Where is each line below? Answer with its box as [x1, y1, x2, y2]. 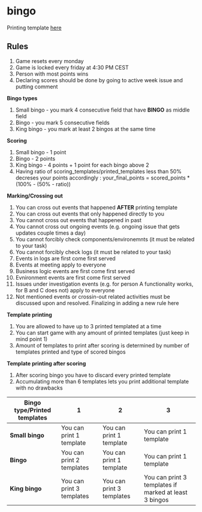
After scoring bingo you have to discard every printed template [15, 371, 171, 379]
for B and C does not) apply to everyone [15, 286, 115, 294]
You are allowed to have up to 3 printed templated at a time [15, 322, 162, 330]
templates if [144, 480, 177, 489]
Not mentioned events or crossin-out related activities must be [15, 293, 170, 300]
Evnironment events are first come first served [15, 274, 131, 281]
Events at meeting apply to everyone [15, 261, 107, 268]
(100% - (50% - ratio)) [15, 180, 71, 187]
